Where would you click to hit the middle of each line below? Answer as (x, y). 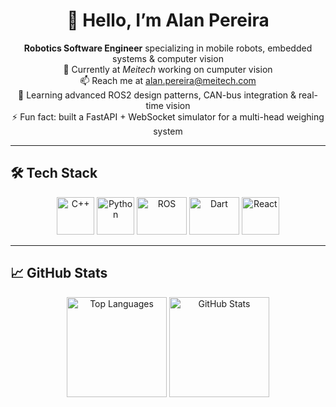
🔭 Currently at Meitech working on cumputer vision (168, 69)
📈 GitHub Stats (59, 273)
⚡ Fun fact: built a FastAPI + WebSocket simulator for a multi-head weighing (168, 116)
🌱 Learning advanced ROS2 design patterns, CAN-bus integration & (157, 95)
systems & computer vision (168, 58)
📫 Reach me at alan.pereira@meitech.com (168, 80)
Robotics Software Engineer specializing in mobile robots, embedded (168, 48)
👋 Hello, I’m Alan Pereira (168, 20)
